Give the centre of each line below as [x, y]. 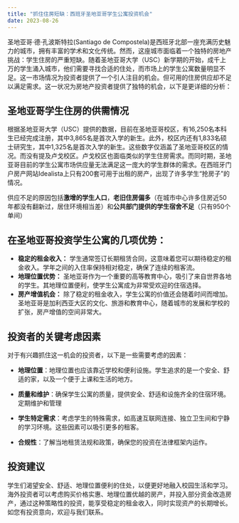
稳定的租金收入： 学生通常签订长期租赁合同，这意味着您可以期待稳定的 [121, 259]
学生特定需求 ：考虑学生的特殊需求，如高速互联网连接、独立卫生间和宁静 [123, 418]
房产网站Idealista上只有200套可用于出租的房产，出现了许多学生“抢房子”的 [121, 174]
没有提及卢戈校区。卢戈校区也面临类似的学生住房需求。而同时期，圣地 [129, 156]
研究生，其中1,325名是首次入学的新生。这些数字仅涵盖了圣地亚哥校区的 [118, 147]
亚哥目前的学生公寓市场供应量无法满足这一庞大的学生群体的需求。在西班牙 [116, 165]
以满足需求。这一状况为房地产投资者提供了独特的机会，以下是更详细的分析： [119, 86]
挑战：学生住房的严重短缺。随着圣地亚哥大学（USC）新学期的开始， [107, 59]
